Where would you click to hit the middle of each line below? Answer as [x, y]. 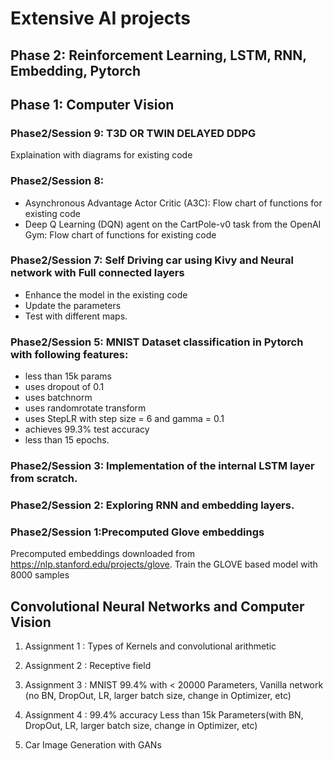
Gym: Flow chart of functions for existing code [120, 234]
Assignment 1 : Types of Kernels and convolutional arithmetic [150, 646]
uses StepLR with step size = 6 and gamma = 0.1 [124, 419]
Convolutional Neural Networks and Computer [157, 606]
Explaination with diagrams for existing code [101, 155]
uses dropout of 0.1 [64, 387]
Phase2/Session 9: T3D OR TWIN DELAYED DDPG [133, 133]
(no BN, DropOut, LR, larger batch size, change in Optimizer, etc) [158, 696]
